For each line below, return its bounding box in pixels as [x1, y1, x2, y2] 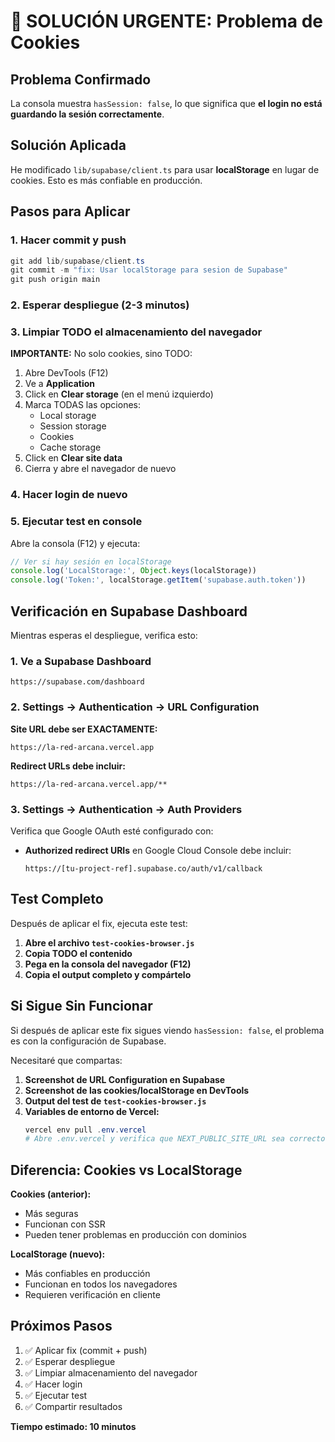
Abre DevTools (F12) [24, 367, 109, 379]
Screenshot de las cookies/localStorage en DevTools [24, 1084, 250, 1096]
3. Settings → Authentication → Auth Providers [10, 802, 243, 816]
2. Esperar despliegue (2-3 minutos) [10, 298, 190, 312]
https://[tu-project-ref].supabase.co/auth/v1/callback [24, 863, 263, 874]
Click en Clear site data [24, 452, 123, 464]
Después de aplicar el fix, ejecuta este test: [10, 917, 188, 929]
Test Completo [10, 891, 104, 908]
